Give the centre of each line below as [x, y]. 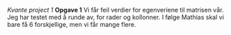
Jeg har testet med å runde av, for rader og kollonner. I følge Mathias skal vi [116, 17]
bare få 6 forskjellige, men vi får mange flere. [72, 24]
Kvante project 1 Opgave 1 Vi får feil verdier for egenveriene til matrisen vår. [115, 10]
